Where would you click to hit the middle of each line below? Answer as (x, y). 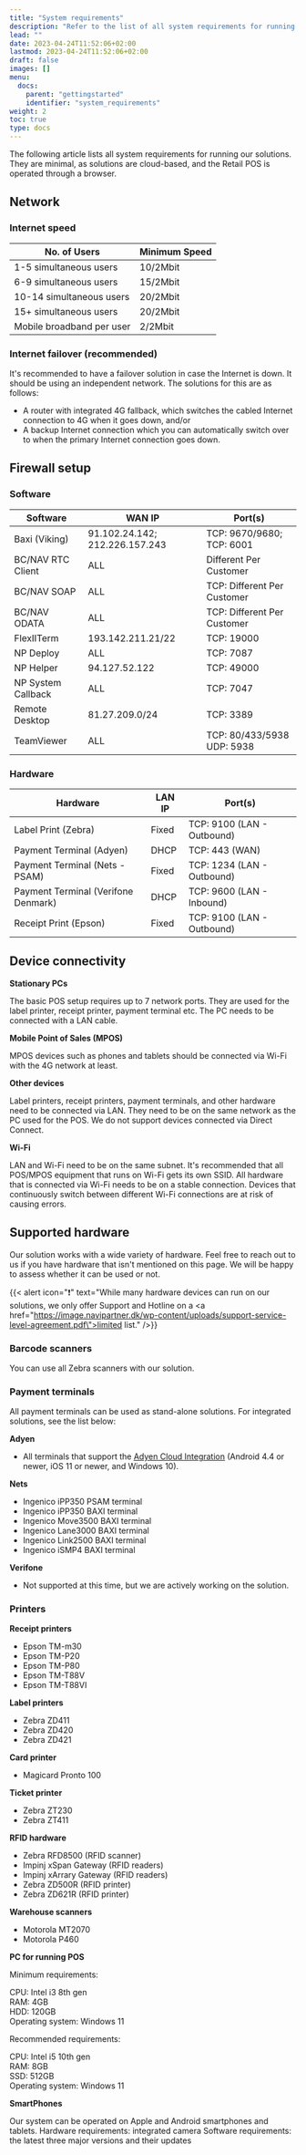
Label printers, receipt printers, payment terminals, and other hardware (143, 1101)
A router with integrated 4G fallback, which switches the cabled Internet (158, 410)
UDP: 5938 (230, 746)
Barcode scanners (51, 1348)
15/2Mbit (160, 282)
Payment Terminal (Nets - (70, 865)
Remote (31, 709)
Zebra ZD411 (46, 1721)
